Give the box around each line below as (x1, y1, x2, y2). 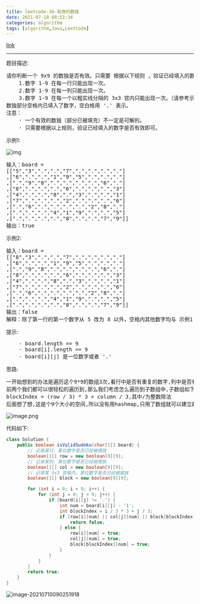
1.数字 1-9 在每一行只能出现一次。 (18, 80, 109, 87)
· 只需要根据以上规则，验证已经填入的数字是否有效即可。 (18, 124, 161, 132)
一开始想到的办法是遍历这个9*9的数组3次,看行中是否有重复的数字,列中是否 (6, 378, 192, 386)
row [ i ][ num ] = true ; (70, 530, 121, 536)
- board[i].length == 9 (18, 346, 88, 353)
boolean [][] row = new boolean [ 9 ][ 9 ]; (27, 453, 124, 459)
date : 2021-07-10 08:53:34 (6, 14, 73, 20)
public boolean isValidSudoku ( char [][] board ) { (17, 442, 140, 448)
